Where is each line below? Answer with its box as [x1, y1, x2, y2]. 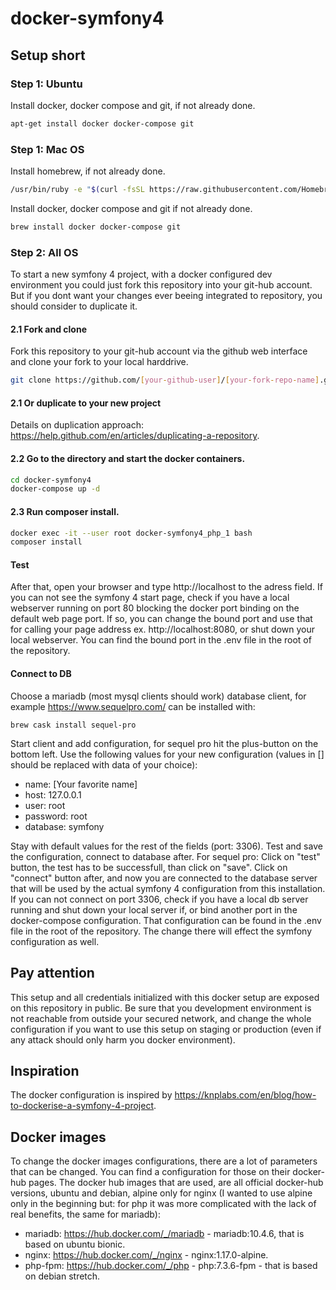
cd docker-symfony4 [10, 475, 92, 485]
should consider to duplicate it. [10, 300, 138, 312]
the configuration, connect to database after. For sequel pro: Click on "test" [10, 850, 321, 862]
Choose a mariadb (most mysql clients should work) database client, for [10, 690, 307, 702]
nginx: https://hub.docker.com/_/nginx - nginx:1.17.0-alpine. [24, 1249, 269, 1261]
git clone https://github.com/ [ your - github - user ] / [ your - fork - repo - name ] [10, 375, 320, 386]
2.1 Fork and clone [10, 323, 87, 335]
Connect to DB [10, 668, 72, 680]
